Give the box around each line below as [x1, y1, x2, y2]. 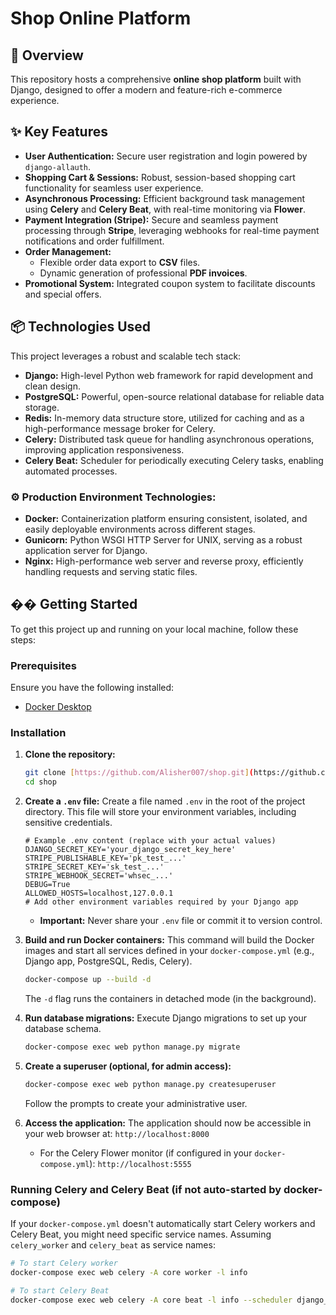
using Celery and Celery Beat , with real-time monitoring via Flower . [24, 203, 306, 215]
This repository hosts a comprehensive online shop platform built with [10, 73, 302, 85]
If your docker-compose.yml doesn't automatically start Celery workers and [10, 1218, 316, 1229]
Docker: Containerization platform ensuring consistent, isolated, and [24, 512, 308, 524]
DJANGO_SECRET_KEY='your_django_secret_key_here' [24, 845, 237, 855]
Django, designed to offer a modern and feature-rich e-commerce [10, 84, 283, 96]
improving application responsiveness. [24, 443, 185, 456]
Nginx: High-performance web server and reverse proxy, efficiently [24, 555, 304, 567]
